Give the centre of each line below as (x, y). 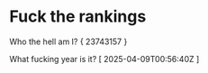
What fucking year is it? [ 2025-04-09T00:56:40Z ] (104, 59)
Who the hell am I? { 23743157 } (68, 41)
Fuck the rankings (78, 17)
